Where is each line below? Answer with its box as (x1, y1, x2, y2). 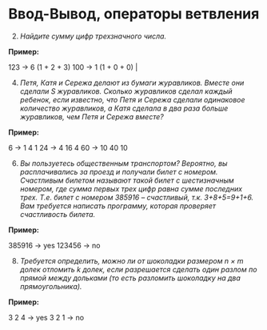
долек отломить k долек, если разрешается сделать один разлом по (19, 264, 257, 274)
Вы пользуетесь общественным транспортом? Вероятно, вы (19, 158, 228, 168)
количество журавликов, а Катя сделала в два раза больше (19, 103, 229, 113)
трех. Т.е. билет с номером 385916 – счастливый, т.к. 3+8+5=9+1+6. (19, 192, 254, 202)
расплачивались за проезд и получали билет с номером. (19, 167, 218, 176)
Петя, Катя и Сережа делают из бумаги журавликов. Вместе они (19, 78, 245, 87)
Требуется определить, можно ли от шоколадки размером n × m (19, 256, 244, 265)
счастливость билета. (19, 209, 96, 219)
